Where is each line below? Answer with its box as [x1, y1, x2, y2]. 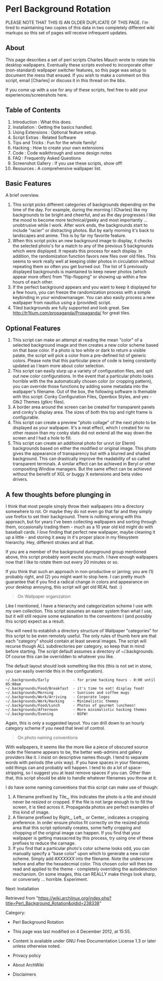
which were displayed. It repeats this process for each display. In [12, 248, 143, 254]
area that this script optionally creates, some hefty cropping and [12, 825, 141, 830]
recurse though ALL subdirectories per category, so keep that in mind [5, 643, 145, 649]
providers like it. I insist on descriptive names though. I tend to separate [5, 754, 148, 760]
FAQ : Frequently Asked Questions [12, 155, 81, 161]
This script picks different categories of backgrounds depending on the [12, 202, 156, 207]
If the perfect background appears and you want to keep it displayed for [12, 284, 157, 290]
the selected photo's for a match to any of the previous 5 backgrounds [12, 243, 154, 249]
